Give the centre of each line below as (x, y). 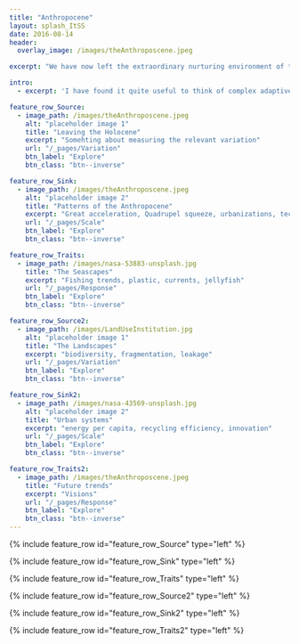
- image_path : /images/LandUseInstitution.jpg (105, 329)
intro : (21, 83)
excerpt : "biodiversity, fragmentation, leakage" (119, 354)
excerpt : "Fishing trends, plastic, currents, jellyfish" (135, 280)
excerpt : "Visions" (61, 494)
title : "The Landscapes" (71, 346)
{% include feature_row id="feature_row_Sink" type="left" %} (122, 561)
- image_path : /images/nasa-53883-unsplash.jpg (107, 264)
